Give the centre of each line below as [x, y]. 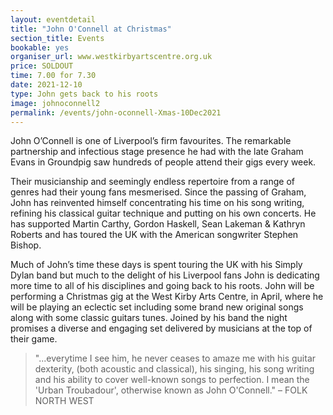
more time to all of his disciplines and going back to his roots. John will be [162, 286]
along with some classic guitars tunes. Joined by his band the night [149, 318]
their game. [34, 339]
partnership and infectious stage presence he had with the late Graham [157, 152]
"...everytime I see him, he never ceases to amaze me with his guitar [175, 358]
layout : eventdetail [53, 19]
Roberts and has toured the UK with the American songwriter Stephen [154, 235]
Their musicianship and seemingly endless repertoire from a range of [152, 182]
